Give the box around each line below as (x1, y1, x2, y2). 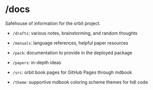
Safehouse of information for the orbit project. (5, 20, 101, 26)
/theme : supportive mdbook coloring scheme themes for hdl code (12, 79, 148, 85)
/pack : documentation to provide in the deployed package (12, 50, 132, 56)
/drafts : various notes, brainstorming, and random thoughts (12, 30, 137, 36)
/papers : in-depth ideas (12, 59, 61, 65)
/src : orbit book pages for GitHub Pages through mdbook (12, 69, 132, 75)
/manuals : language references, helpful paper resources (12, 39, 128, 46)
